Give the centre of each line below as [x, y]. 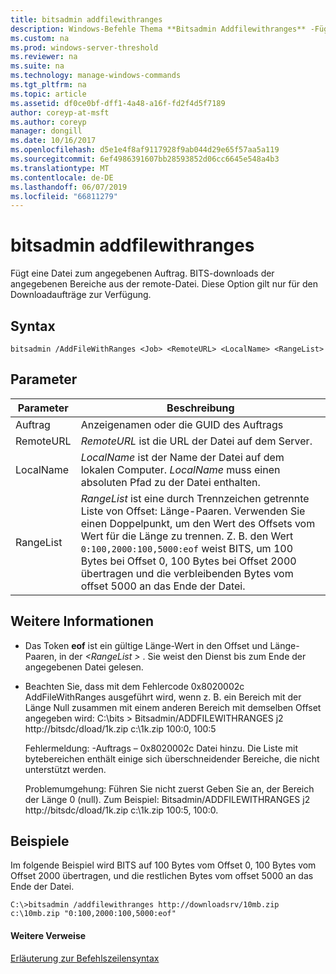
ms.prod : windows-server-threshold [84, 47]
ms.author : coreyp [48, 122]
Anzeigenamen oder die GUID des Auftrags [182, 424]
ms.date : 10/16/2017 [53, 141]
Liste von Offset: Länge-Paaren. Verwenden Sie [193, 511]
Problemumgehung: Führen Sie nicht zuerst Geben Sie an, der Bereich [169, 788]
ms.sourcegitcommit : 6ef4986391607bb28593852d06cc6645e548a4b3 [145, 159]
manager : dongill [46, 131]
